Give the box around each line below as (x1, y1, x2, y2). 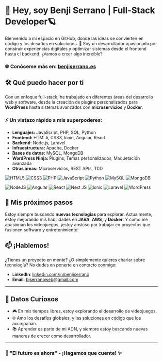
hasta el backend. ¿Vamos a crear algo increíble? (5, 51, 103, 57)
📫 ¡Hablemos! (5, 242, 49, 250)
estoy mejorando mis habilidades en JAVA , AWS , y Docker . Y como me (5, 216, 148, 222)
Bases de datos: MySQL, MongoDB (12, 150, 83, 156)
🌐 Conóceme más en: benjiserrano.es (5, 63, 96, 70)
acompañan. (12, 321, 37, 327)
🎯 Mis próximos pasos (5, 198, 73, 207)
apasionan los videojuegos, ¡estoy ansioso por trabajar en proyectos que (5, 221, 150, 228)
